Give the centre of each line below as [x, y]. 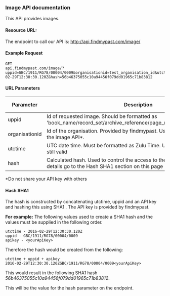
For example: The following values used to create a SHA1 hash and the [79, 217]
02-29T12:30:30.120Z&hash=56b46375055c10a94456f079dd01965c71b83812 [79, 77]
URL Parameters [23, 88]
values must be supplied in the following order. [54, 222]
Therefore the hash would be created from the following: [64, 250]
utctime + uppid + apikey [32, 259]
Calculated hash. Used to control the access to [102, 160]
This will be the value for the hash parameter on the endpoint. [70, 288]
